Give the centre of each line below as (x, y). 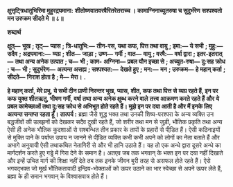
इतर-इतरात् (209, 54)
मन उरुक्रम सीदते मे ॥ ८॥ (35, 18)
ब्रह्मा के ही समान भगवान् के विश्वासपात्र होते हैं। (58, 176)
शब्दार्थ (14, 32)
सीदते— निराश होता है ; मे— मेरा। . (47, 77)
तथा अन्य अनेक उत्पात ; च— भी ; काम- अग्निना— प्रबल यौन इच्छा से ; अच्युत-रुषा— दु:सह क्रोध (120, 61)
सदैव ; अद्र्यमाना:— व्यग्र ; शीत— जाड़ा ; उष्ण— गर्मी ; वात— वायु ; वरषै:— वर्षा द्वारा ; (101, 54)
